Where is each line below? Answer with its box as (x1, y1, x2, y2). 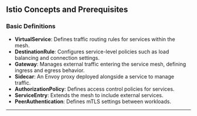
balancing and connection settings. (14, 54, 100, 61)
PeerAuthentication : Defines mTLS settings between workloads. (14, 98, 172, 105)
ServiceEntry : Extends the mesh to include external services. (14, 91, 164, 98)
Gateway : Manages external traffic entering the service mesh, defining (14, 60, 186, 67)
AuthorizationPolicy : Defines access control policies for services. (14, 85, 175, 93)
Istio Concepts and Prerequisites (6, 5, 128, 15)
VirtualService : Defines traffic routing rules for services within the (14, 35, 175, 43)
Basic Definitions (6, 22, 56, 30)
